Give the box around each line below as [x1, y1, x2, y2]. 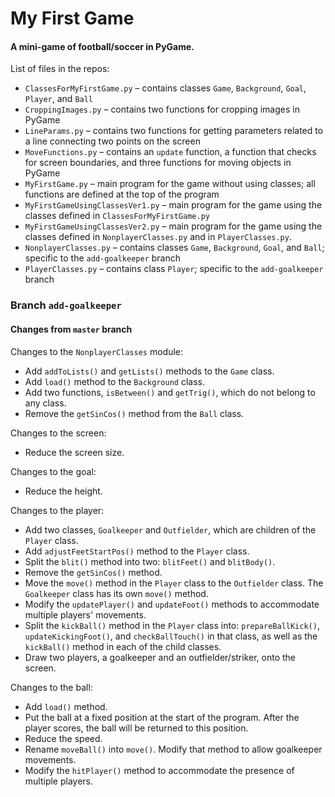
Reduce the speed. [24, 732, 103, 744]
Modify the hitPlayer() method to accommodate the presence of [24, 764, 295, 776]
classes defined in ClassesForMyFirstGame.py [24, 210, 210, 222]
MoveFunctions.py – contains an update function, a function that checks [24, 146, 317, 158]
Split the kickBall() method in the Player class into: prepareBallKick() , [24, 619, 320, 631]
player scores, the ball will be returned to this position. [24, 722, 249, 734]
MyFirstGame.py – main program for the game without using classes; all [24, 178, 316, 190]
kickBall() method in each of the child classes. [24, 640, 222, 652]
